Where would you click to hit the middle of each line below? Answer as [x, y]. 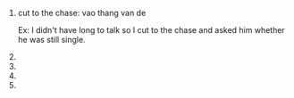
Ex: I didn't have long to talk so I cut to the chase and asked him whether [151, 30]
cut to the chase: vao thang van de [82, 13]
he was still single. [52, 40]
